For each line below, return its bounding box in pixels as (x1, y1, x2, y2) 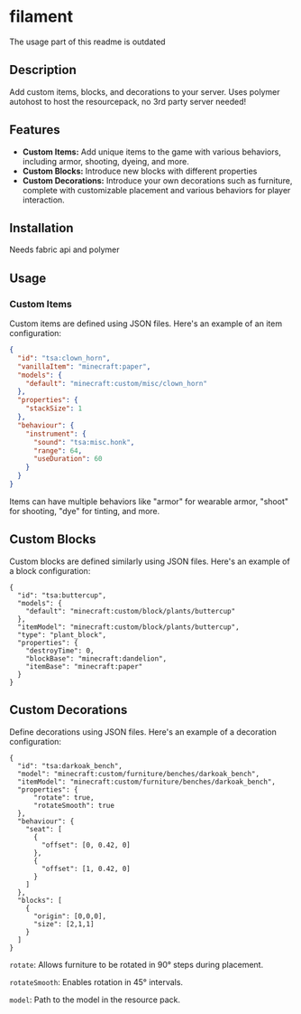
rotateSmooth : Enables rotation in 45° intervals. (9, 976, 183, 987)
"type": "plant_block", (17, 630, 106, 639)
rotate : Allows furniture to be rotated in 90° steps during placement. (9, 959, 264, 970)
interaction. (22, 194, 65, 205)
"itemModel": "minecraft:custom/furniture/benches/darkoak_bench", (17, 777, 277, 786)
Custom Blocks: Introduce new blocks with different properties (22, 165, 258, 176)
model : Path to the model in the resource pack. (9, 994, 181, 1005)
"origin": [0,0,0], (32, 911, 106, 921)
